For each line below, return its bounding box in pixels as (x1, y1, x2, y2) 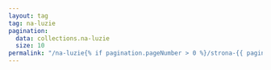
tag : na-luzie (8, 19, 56, 27)
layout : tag (8, 11, 48, 20)
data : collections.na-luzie (15, 34, 110, 43)
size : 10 (15, 42, 45, 50)
